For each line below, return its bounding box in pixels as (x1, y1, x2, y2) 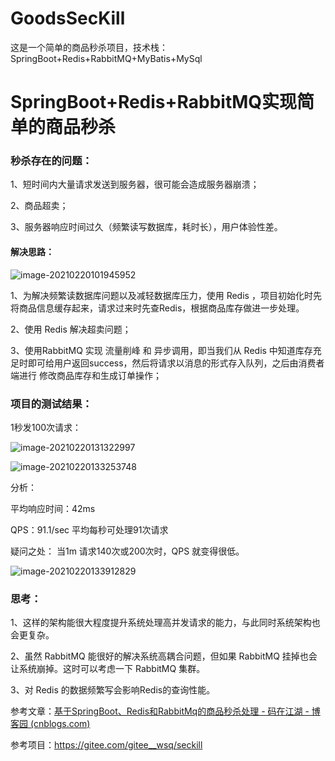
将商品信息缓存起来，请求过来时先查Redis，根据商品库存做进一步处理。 (10, 302, 305, 314)
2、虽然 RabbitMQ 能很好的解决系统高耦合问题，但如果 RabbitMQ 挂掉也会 (10, 650, 318, 662)
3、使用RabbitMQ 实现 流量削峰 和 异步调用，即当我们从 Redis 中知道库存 (10, 344, 313, 356)
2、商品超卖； (10, 200, 69, 212)
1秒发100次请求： (10, 421, 82, 433)
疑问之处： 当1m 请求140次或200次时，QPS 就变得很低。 (10, 545, 245, 557)
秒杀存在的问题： (10, 154, 93, 168)
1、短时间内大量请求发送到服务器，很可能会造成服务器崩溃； (10, 178, 260, 191)
